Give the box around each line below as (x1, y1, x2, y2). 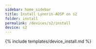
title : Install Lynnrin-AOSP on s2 (5, 12, 77, 16)
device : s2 (5, 25, 27, 30)
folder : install (5, 16, 38, 21)
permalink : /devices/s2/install (5, 20, 71, 26)
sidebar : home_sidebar (5, 7, 51, 12)
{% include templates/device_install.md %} (5, 38, 92, 44)
